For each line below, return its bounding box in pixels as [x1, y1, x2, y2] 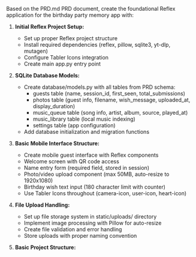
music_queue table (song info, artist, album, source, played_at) [32, 109, 188, 116]
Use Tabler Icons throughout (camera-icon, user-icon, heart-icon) [23, 190, 187, 197]
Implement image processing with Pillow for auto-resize [23, 219, 162, 226]
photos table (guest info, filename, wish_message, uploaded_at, [32, 96, 191, 103]
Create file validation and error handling [23, 226, 122, 233]
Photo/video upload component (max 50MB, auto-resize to [23, 171, 170, 178]
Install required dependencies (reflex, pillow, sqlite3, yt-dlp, [23, 41, 171, 48]
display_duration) [32, 103, 76, 110]
